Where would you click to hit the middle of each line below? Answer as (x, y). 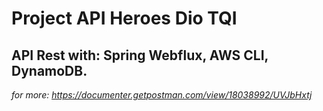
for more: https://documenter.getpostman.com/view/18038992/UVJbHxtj (162, 95)
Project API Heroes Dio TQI (124, 18)
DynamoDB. (49, 70)
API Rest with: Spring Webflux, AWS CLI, (140, 55)
